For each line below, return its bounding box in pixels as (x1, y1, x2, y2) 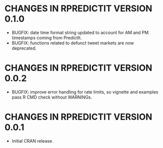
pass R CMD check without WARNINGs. (11, 94, 92, 100)
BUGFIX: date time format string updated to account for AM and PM (11, 29, 149, 35)
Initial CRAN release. (11, 138, 54, 144)
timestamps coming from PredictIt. (11, 35, 82, 41)
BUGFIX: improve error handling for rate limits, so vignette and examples (11, 89, 159, 95)
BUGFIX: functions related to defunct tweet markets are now (11, 40, 134, 46)
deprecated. (11, 45, 37, 51)
